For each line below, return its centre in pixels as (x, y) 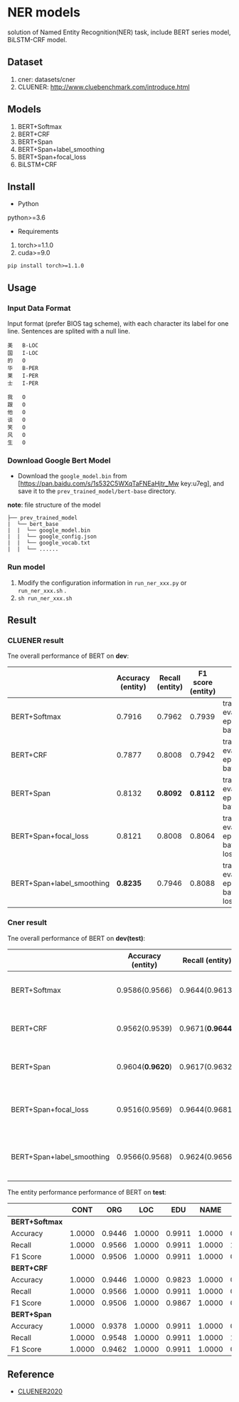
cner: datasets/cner (47, 79)
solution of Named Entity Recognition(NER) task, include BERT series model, (119, 32)
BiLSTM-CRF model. (37, 39)
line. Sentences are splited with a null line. (69, 331)
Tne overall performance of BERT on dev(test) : (76, 938)
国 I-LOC (23, 354)
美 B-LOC (23, 346)
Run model (26, 567)
